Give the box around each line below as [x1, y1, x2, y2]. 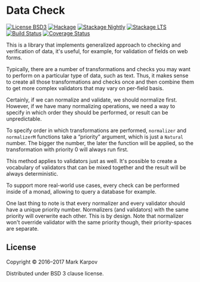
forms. [6, 54, 23, 61]
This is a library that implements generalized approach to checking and [6, 41, 181, 48]
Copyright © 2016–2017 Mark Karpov [6, 258, 98, 265]
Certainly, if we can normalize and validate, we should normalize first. [6, 96, 177, 103]
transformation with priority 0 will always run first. [6, 146, 129, 153]
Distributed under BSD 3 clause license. [6, 269, 104, 277]
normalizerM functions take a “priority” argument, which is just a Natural [6, 133, 184, 140]
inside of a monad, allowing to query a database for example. [6, 188, 157, 195]
